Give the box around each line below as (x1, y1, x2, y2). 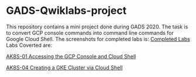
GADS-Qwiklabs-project (6, 4, 127, 17)
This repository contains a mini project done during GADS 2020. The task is (6, 23, 188, 30)
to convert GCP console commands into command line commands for (6, 29, 174, 36)
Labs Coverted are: (6, 42, 53, 49)
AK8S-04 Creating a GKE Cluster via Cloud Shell (6, 64, 123, 71)
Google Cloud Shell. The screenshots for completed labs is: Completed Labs (6, 35, 190, 42)
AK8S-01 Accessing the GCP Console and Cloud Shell (6, 53, 136, 60)
